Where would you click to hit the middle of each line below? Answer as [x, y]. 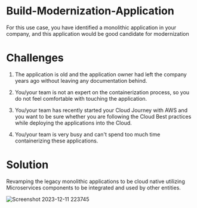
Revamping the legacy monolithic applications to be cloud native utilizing [96, 181]
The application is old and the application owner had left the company [101, 74]
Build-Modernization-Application [90, 11]
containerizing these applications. [56, 141]
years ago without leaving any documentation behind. [81, 80]
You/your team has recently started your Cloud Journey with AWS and [101, 110]
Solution [27, 165]
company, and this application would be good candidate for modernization [98, 33]
